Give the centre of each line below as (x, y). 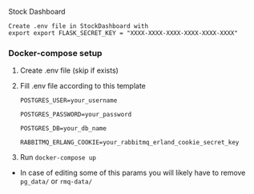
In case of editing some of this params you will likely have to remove (133, 173)
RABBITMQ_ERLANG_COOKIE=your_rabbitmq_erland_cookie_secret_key (129, 143)
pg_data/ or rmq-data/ (56, 181)
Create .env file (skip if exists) (69, 70)
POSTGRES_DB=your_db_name (63, 129)
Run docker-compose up (58, 157)
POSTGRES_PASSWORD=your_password (76, 115)
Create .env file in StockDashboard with (79, 26)
